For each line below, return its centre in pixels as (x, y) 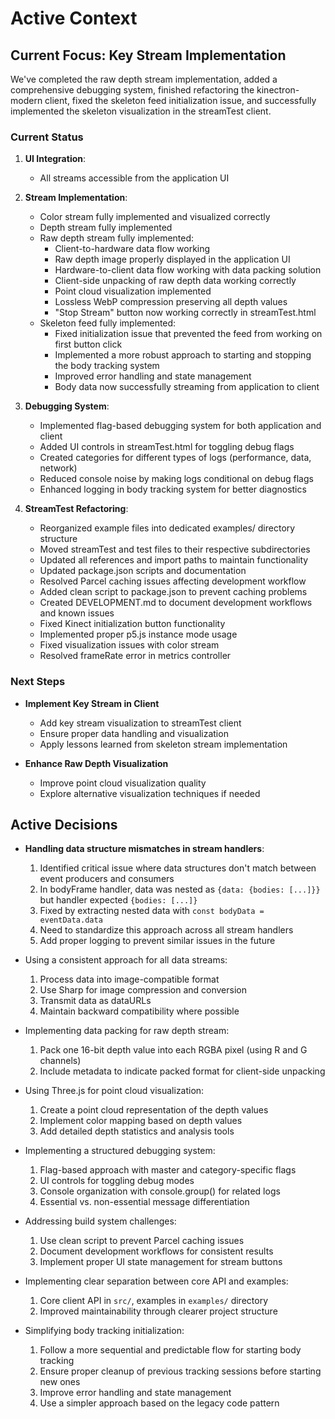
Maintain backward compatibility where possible (139, 1011)
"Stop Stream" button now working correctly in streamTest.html (185, 313)
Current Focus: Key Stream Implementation (148, 55)
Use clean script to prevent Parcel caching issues (142, 1241)
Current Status (47, 137)
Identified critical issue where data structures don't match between (178, 868)
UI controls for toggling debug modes (117, 1181)
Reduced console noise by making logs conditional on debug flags (176, 479)
